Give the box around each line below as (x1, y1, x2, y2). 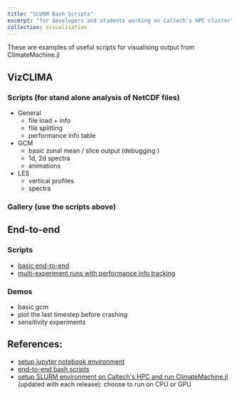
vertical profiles (28, 177, 75, 185)
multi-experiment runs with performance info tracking (17, 269, 176, 277)
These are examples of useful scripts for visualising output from (7, 43, 195, 52)
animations (28, 161, 61, 171)
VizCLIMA (7, 71, 53, 83)
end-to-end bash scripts (17, 364, 90, 373)
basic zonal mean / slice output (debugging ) (28, 146, 160, 155)
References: (7, 338, 63, 350)
